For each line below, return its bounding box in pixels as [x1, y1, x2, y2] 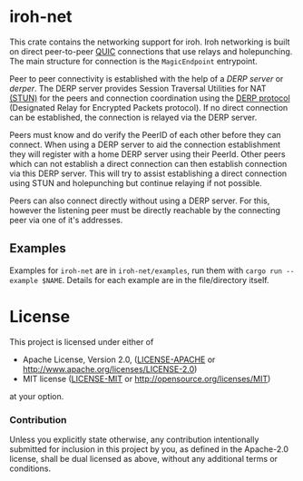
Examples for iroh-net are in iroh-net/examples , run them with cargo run [9, 265, 283, 276]
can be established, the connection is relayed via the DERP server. [9, 112, 258, 123]
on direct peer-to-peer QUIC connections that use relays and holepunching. [9, 45, 293, 56]
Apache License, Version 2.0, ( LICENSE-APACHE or [22, 354, 216, 365]
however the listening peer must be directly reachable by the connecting [9, 204, 281, 215]
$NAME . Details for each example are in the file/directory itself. [42, 274, 269, 285]
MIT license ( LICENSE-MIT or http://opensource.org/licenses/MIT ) [22, 373, 271, 384]
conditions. [9, 463, 52, 474]
